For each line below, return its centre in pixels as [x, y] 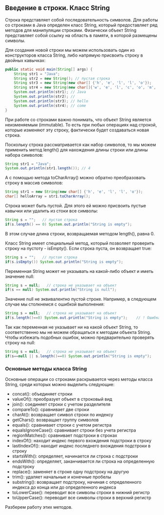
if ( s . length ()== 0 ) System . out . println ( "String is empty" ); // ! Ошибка [83, 318]
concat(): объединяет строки [42, 394]
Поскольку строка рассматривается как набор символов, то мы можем [81, 144]
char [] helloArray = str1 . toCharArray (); [48, 196]
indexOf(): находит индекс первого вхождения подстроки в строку [82, 441]
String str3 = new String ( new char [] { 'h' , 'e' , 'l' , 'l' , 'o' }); [83, 83]
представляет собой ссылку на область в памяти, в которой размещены [81, 35]
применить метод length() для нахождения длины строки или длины [76, 150]
